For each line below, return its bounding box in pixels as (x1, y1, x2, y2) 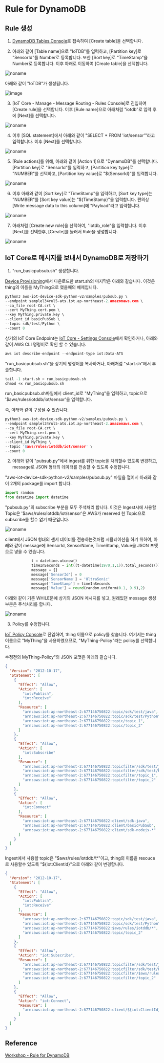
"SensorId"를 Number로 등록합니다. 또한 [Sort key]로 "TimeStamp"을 (12, 55, 148, 60)
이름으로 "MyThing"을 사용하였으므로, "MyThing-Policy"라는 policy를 (5, 638, 140, 643)
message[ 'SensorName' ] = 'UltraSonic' (31, 576, 110, 581)
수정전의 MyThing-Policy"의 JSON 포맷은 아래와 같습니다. (5, 654, 117, 660)
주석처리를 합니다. (18, 601, 52, 607)
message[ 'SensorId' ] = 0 (31, 572, 82, 577)
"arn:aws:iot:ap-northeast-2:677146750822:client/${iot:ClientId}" (22, 1007, 163, 1013)
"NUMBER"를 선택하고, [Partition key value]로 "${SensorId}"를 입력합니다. (12, 171, 158, 177)
